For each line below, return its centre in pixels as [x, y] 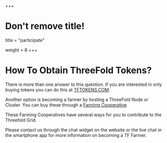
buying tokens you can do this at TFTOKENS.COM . [58, 89]
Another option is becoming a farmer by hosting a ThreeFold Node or [77, 100]
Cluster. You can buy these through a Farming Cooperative [66, 105]
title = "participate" [25, 40]
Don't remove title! [45, 26]
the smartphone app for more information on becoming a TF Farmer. [76, 135]
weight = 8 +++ [21, 50]
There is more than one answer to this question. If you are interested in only [83, 84]
